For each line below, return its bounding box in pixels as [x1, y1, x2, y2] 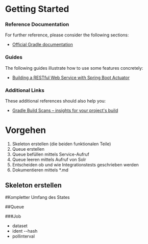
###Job [5, 213, 21, 219]
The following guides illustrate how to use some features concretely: [5, 65, 144, 71]
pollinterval [12, 233, 35, 239]
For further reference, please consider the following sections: [5, 32, 129, 38]
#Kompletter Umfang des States [5, 194, 70, 200]
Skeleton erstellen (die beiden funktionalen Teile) [12, 141, 111, 147]
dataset [12, 222, 28, 229]
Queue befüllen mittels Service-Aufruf [12, 151, 90, 158]
